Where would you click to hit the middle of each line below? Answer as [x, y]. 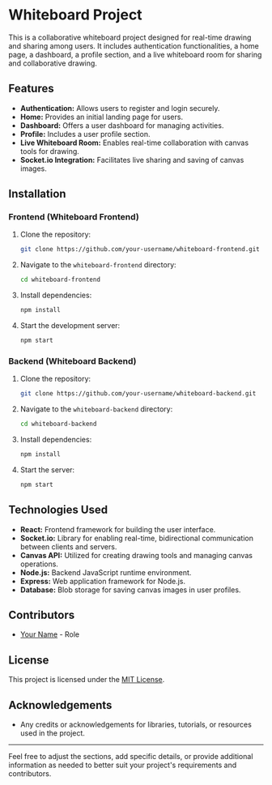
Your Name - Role [50, 634]
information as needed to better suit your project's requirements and [123, 765]
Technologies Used [58, 510]
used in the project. [52, 733]
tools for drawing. [49, 151]
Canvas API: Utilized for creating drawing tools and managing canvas [136, 555]
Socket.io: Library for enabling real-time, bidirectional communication [136, 538]
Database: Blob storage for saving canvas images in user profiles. [130, 590]
